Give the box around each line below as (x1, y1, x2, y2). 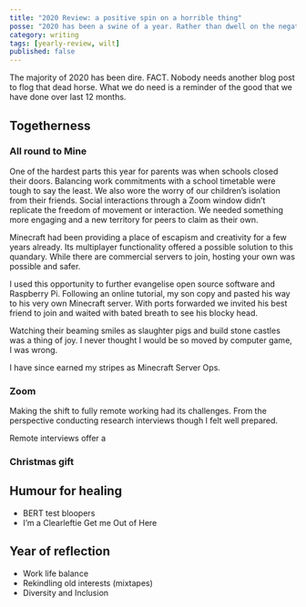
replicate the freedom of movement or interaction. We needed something (9, 204, 284, 215)
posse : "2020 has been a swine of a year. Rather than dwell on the (9, 22, 275, 31)
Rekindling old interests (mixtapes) (22, 577, 153, 588)
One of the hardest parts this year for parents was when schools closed (9, 166, 279, 177)
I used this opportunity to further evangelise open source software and (9, 278, 275, 289)
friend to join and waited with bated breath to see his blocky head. (9, 307, 258, 319)
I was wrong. (9, 344, 58, 355)
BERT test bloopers (22, 507, 96, 519)
